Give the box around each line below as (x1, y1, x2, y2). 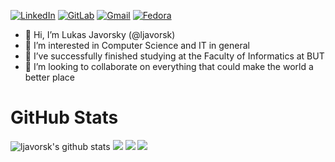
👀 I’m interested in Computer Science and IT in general (24, 40, 250, 51)
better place (24, 71, 75, 83)
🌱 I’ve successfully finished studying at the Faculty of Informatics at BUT (24, 50, 325, 62)
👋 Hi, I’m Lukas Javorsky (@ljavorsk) (24, 29, 176, 40)
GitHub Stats (10, 106, 119, 129)
